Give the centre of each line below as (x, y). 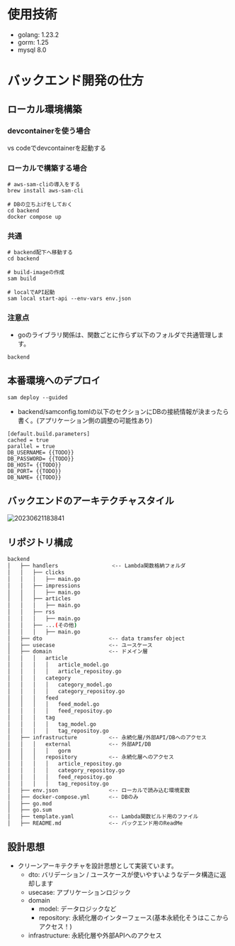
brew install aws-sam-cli (45, 191)
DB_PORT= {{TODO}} (34, 471)
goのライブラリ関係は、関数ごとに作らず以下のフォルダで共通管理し (117, 335)
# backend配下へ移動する (40, 253)
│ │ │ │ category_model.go (60, 685)
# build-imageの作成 (36, 273)
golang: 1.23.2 (38, 34)
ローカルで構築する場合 (47, 168)
